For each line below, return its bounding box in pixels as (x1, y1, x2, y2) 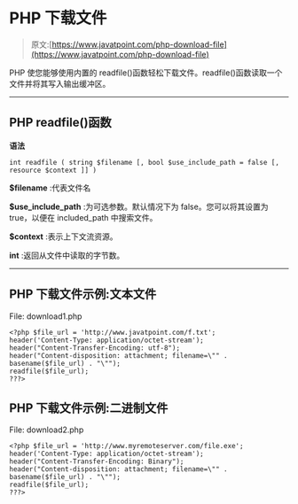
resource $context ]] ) (9, 166, 98, 174)
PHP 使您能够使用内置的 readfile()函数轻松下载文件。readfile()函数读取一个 (9, 67, 283, 78)
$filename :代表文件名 (9, 182, 91, 193)
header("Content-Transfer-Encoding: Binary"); (9, 457, 184, 466)
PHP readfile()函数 (9, 115, 113, 130)
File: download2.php (9, 424, 84, 435)
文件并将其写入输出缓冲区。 (9, 78, 111, 89)
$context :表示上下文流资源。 (9, 231, 118, 242)
